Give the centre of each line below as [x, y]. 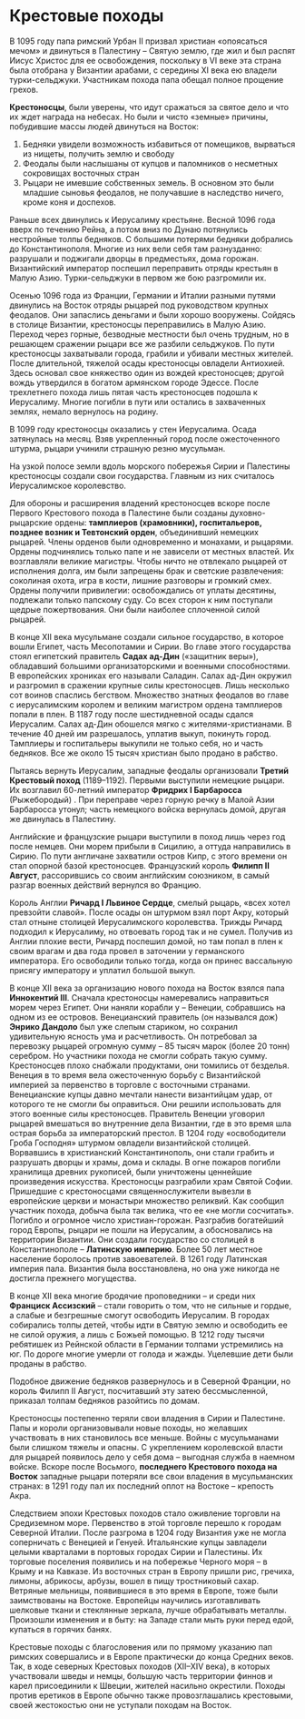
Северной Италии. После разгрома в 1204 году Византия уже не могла [148, 1532]
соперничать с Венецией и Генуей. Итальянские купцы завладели [138, 1542]
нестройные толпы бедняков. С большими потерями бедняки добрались [151, 239]
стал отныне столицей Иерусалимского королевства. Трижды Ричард [146, 921]
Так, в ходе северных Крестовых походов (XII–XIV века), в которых [140, 1666]
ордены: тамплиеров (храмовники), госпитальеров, [158, 522]
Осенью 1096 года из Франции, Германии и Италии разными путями [143, 295]
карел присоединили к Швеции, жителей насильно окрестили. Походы [148, 1685]
